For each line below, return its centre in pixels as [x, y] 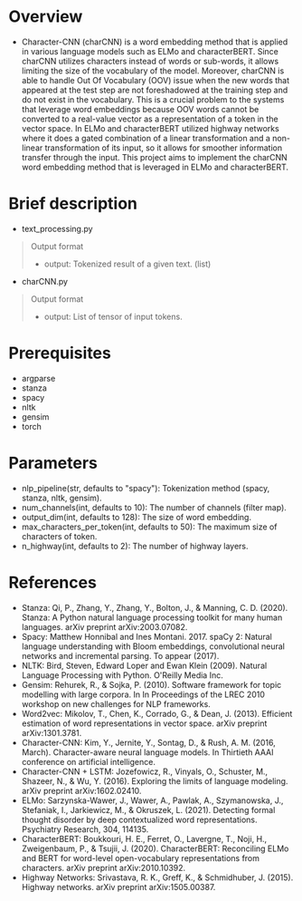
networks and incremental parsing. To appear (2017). [120, 655]
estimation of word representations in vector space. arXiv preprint [144, 723]
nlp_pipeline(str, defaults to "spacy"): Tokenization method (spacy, [146, 488]
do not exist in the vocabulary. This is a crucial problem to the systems [153, 99]
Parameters [53, 463]
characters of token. [59, 536]
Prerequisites [60, 353]
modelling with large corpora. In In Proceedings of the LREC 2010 [143, 694]
